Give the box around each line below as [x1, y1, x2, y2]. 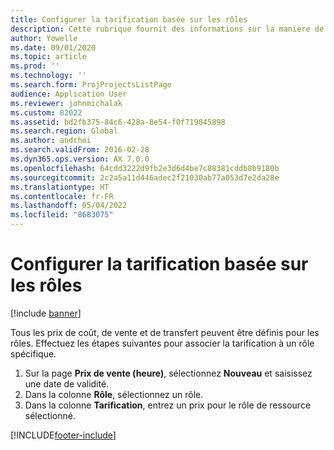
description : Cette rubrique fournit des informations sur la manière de [10, 24, 325, 34]
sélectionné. [24, 409, 77, 421]
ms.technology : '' [10, 71, 87, 81]
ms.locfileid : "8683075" [10, 210, 114, 220]
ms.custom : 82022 [10, 107, 83, 118]
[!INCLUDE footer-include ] [10, 429, 117, 441]
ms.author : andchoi [10, 136, 92, 146]
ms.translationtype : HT [10, 182, 110, 192]
